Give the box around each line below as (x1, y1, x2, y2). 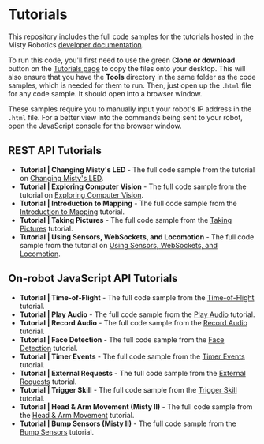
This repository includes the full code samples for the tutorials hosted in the (8, 32, 254, 41)
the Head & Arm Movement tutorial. (19, 410, 135, 420)
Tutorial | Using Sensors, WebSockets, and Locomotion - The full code (19, 231, 255, 242)
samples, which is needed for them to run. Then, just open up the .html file (8, 81, 252, 90)
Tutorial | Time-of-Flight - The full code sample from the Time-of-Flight (19, 292, 255, 302)
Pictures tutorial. (19, 224, 73, 233)
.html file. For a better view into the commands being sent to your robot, (8, 112, 243, 122)
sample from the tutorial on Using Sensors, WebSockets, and (19, 240, 218, 250)
